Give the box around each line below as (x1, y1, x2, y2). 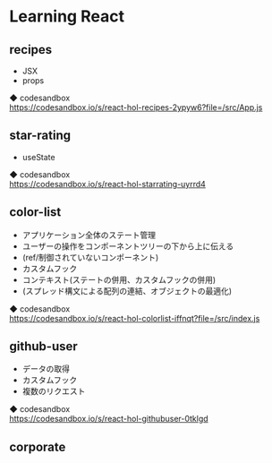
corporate (9, 439, 66, 454)
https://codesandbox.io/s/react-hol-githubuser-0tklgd (9, 414, 208, 424)
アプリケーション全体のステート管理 (21, 229, 157, 240)
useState (21, 151, 55, 162)
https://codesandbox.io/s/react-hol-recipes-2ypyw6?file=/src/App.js (9, 102, 263, 113)
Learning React (9, 6, 125, 27)
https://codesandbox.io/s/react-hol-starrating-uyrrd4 (9, 178, 206, 189)
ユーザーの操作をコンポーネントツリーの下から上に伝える (21, 240, 234, 252)
